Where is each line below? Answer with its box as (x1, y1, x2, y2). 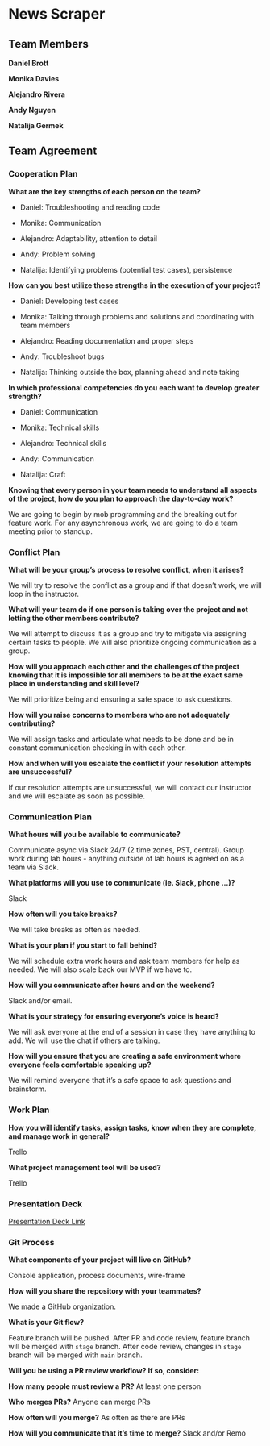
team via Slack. (8, 862, 59, 872)
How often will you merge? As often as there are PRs (8, 1413, 185, 1423)
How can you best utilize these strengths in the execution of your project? (8, 280, 261, 290)
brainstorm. (8, 1084, 47, 1094)
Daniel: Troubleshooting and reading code (19, 202, 160, 212)
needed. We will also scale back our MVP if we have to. (8, 965, 193, 974)
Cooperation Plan (8, 169, 78, 180)
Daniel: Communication (19, 406, 98, 416)
